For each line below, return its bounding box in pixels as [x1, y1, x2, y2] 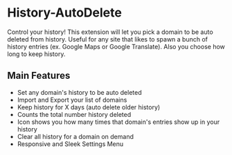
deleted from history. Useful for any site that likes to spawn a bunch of [7, 35, 208, 43]
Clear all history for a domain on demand [17, 132, 134, 140]
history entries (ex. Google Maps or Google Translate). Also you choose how [7, 42, 225, 51]
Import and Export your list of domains [17, 95, 127, 104]
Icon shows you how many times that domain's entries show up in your [17, 118, 220, 126]
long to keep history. [7, 50, 66, 58]
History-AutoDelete [7, 5, 123, 21]
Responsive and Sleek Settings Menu [17, 140, 124, 148]
